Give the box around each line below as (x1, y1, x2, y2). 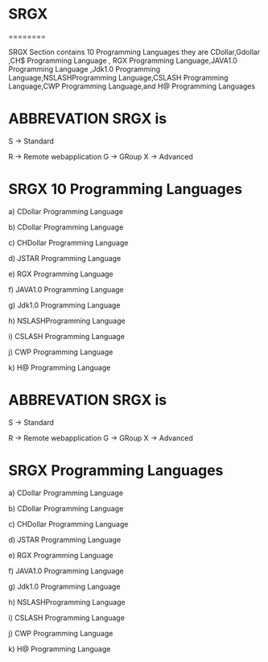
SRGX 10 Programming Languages (8, 180, 243, 198)
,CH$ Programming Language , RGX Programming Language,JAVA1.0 (8, 56, 237, 65)
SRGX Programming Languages (8, 461, 224, 479)
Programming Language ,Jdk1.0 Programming (8, 64, 161, 73)
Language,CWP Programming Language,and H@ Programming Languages (8, 81, 256, 91)
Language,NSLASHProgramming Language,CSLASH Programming (8, 72, 229, 82)
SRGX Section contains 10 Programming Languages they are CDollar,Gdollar (8, 47, 260, 56)
